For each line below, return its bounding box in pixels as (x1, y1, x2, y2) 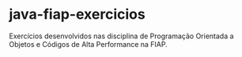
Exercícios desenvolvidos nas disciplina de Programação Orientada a (9, 31, 234, 41)
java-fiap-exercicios (9, 5, 146, 23)
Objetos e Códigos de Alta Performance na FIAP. (9, 39, 168, 48)
